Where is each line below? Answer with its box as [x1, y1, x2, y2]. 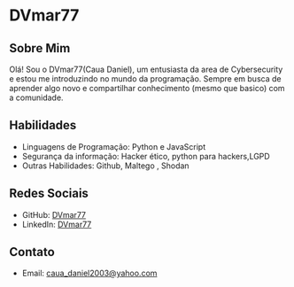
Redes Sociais [9, 186, 89, 201]
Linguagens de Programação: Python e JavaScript [21, 141, 206, 151]
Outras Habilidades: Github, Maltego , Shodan [21, 160, 190, 171]
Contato [9, 244, 55, 260]
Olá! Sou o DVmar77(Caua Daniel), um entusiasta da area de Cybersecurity [9, 64, 283, 74]
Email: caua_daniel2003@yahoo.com [21, 268, 158, 279]
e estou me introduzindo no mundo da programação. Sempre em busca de [9, 74, 282, 84]
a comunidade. [9, 92, 64, 103]
